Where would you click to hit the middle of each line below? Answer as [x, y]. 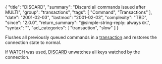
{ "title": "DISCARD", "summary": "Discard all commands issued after [75, 7]
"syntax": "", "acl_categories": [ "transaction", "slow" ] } [62, 28]
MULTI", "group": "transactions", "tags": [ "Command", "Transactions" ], [79, 12]
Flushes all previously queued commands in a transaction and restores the [81, 37]
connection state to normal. [33, 43]
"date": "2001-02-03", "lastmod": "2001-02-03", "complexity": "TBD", [76, 17]
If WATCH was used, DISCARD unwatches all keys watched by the [73, 52]
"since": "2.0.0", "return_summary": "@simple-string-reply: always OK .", [78, 22]
